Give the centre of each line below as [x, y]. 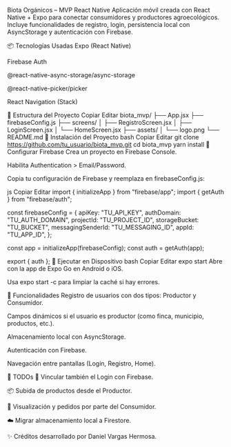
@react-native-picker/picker [47, 88]
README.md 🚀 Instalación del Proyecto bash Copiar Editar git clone [103, 137]
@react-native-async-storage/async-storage [71, 75]
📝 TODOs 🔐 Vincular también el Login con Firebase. [80, 377]
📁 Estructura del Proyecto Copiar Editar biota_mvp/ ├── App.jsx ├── [106, 115]
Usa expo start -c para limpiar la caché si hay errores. [83, 282]
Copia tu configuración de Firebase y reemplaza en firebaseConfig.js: [106, 178]
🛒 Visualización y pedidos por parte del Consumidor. [82, 407]
